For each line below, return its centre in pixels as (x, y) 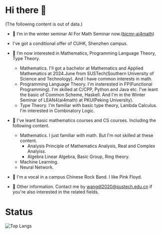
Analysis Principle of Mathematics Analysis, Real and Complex (91, 146)
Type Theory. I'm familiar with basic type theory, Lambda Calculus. (88, 105)
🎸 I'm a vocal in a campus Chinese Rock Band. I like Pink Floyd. (77, 176)
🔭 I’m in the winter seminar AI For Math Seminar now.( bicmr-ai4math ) (83, 33)
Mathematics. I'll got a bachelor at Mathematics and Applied (81, 68)
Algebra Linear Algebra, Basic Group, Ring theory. (79, 156)
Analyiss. (37, 151)
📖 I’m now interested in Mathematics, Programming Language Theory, (84, 53)
